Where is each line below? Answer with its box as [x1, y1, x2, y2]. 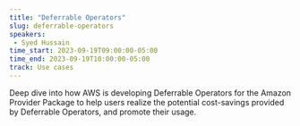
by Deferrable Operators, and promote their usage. [9, 106, 197, 117]
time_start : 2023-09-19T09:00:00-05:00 [9, 46, 159, 55]
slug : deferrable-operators [9, 21, 115, 30]
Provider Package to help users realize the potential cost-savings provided [9, 97, 285, 107]
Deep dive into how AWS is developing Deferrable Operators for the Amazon [9, 87, 292, 98]
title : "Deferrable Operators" [9, 13, 126, 22]
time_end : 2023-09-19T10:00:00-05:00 [9, 55, 150, 63]
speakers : [9, 29, 47, 38]
